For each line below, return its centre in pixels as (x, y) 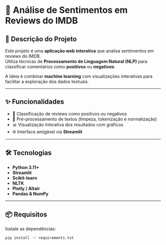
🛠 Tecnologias (28, 153)
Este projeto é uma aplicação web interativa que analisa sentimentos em (80, 51)
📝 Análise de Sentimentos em (66, 10)
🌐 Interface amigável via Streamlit (47, 131)
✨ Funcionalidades (35, 102)
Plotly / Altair (26, 188)
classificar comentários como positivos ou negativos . (60, 67)
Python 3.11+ (26, 167)
